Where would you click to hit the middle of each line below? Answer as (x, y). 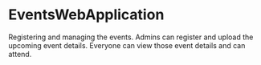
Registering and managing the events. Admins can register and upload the (131, 37)
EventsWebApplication (86, 15)
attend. (20, 54)
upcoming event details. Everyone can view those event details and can (127, 45)
